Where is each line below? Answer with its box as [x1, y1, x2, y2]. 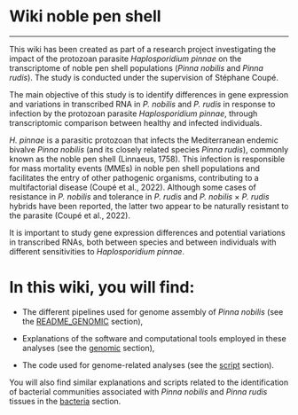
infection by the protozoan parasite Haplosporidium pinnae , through [9, 108, 258, 119]
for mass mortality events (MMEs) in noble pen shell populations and [9, 162, 260, 174]
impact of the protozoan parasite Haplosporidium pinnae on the [9, 53, 242, 64]
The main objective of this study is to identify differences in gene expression [9, 89, 289, 99]
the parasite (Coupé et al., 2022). [9, 210, 131, 221]
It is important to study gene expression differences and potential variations [9, 227, 286, 238]
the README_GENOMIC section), [21, 316, 144, 326]
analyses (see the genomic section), [21, 342, 155, 353]
